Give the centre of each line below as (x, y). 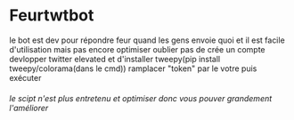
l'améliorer (29, 108)
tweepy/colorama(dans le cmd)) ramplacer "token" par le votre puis (133, 68)
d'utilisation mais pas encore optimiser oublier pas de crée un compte (137, 49)
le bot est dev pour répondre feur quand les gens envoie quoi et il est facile (147, 40)
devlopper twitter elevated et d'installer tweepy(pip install (115, 59)
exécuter (25, 77)
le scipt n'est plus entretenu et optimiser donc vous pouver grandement (141, 98)
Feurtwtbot (52, 16)
